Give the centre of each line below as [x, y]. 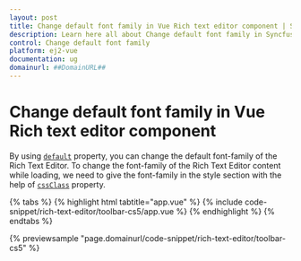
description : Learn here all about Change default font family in [136, 34]
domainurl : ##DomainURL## [57, 68]
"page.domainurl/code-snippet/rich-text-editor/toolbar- [183, 238]
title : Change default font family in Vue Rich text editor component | [148, 26]
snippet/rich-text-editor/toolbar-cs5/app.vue [92, 211]
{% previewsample [44, 238]
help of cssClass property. [57, 184]
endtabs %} [31, 221]
